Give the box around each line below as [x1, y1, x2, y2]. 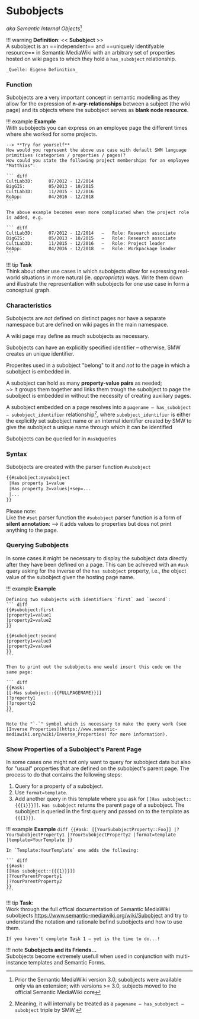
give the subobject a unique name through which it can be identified [6, 423, 173, 430]
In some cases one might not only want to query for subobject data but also [6, 759, 191, 766]
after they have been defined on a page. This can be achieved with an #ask [6, 561, 189, 568]
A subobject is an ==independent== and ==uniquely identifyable [6, 43, 165, 50]
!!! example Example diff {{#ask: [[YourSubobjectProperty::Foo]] [6, 826, 172, 833]
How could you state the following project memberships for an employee [6, 157, 190, 164]
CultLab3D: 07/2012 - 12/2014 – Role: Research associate [6, 230, 176, 236]
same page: [6, 669, 33, 675]
